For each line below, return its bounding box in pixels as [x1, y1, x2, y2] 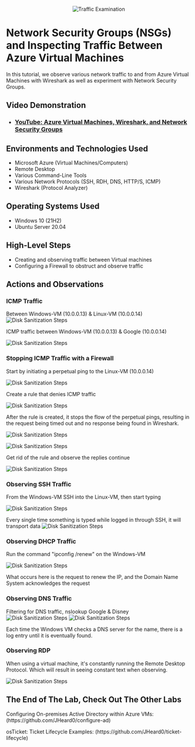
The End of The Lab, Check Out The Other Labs [6, 695, 182, 705]
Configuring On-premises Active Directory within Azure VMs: [6, 710, 154, 718]
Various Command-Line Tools [14, 172, 87, 179]
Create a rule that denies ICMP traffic [6, 390, 96, 397]
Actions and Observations [6, 279, 104, 289]
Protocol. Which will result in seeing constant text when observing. [6, 666, 168, 673]
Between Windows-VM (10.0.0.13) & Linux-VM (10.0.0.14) [6, 310, 143, 318]
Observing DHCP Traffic [6, 537, 76, 545]
